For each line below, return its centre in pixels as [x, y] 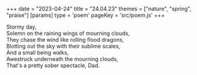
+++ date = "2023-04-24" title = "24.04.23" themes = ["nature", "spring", [99, 9]
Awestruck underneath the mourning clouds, [63, 59]
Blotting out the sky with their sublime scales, [63, 46]
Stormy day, [21, 27]
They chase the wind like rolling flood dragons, [65, 40]
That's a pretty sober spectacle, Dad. [53, 65]
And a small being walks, [38, 53]
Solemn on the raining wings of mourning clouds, [68, 33]
